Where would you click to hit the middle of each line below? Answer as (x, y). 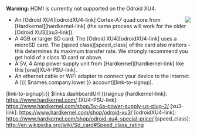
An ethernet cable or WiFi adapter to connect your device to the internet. (102, 76)
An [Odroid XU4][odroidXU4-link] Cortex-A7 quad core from (88, 20)
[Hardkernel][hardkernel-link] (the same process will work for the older (100, 26)
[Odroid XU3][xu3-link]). (44, 32)
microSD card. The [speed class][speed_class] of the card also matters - (102, 45)
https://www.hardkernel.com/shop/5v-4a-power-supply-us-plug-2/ (88, 106)
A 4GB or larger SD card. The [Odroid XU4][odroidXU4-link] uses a (96, 38)
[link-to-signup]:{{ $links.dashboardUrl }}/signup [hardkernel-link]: (86, 94)
